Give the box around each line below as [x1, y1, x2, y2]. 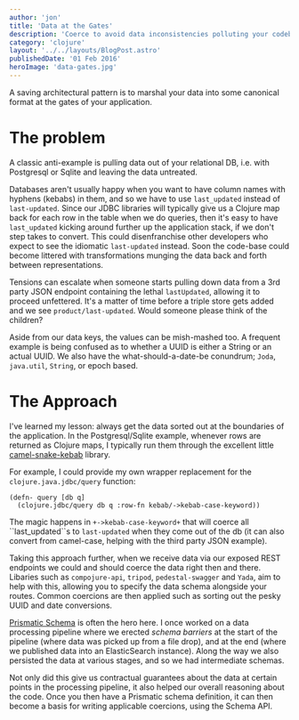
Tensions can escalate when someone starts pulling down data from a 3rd [9, 277, 280, 287]
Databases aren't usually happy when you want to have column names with [9, 183, 287, 194]
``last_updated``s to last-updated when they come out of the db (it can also [9, 526, 285, 537]
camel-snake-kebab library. [9, 449, 111, 459]
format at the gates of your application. [9, 96, 153, 107]
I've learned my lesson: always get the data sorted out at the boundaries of [9, 420, 285, 432]
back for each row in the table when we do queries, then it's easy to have [9, 212, 279, 222]
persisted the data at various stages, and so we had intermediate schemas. [9, 655, 285, 666]
